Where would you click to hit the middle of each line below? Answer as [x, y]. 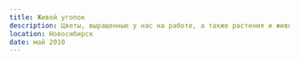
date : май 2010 [37, 42]
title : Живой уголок [48, 17]
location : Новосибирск [51, 34]
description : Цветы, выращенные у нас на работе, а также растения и [141, 26]
